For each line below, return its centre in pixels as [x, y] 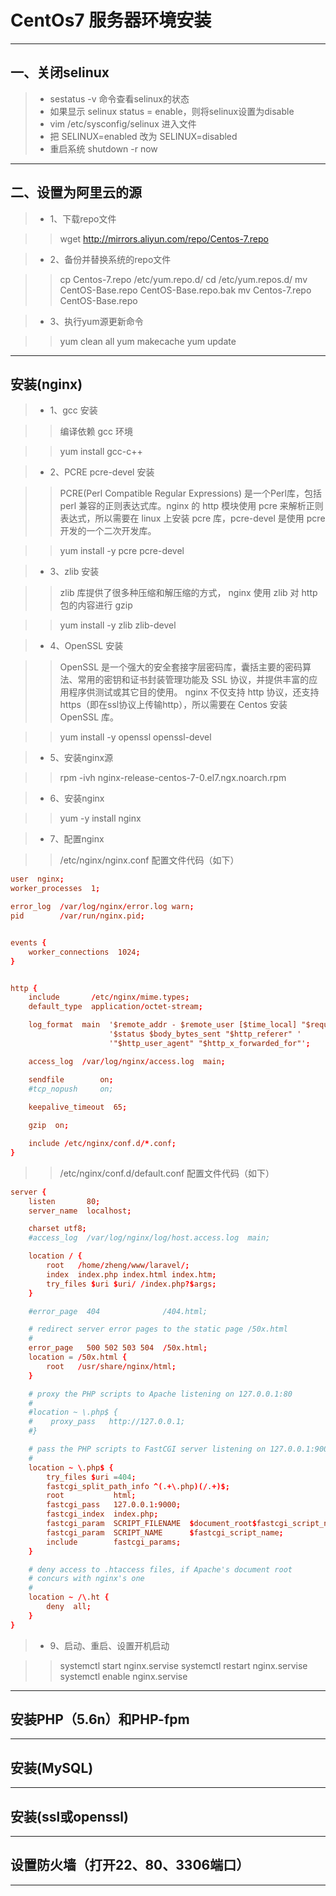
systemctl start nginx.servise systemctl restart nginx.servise [183, 1665]
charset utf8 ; [57, 1229]
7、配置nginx [77, 839]
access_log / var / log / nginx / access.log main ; [127, 1061]
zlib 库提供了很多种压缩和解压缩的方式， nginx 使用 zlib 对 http [188, 593]
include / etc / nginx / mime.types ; [109, 997]
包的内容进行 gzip [96, 605]
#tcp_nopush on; [71, 1089]
